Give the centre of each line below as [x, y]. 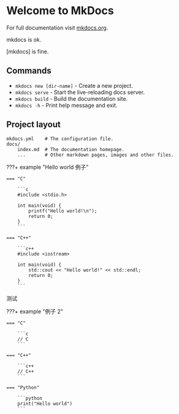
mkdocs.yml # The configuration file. [60, 139]
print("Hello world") [45, 404]
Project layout [34, 124]
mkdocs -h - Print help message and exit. [66, 105]
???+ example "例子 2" [35, 311]
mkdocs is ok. [24, 39]
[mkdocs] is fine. [28, 51]
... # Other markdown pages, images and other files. [96, 155]
